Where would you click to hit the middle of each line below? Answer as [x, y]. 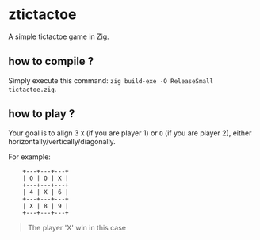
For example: [30, 157]
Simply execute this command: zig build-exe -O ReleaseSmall [111, 80]
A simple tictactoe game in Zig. [59, 36]
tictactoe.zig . [32, 89]
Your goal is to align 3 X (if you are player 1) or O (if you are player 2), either [130, 133]
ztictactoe [42, 15]
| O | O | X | [46, 178]
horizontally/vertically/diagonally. [62, 141]
